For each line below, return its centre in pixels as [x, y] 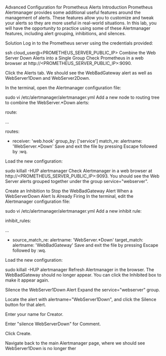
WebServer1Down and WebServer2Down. [48, 78]
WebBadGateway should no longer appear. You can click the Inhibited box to [83, 275]
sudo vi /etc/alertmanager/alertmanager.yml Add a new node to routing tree [82, 97]
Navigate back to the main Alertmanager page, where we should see [75, 343]
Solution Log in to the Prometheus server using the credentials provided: [79, 43]
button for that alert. [26, 305]
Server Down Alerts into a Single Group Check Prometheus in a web [74, 58]
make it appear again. [27, 280]
